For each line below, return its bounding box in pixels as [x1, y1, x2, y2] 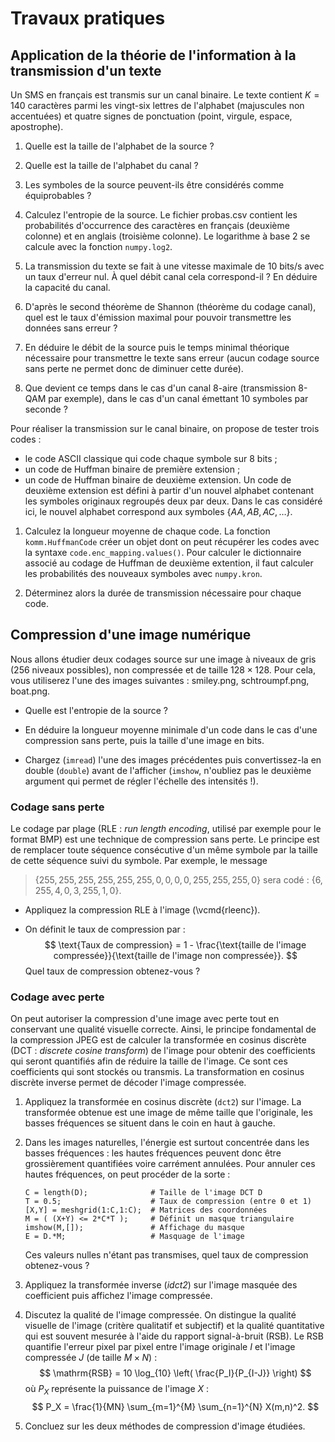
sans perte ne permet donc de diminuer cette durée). [24, 363, 244, 374]
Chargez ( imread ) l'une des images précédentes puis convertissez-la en [24, 753, 322, 766]
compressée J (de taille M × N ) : [24, 1352, 158, 1364]
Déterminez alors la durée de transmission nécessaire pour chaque [24, 587, 302, 599]
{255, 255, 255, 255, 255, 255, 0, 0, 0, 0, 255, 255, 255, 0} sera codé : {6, [34, 874, 323, 886]
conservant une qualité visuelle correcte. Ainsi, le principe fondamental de [10, 1023, 317, 1036]
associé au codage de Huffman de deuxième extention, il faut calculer [24, 557, 314, 569]
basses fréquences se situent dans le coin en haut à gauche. [24, 1117, 276, 1129]
